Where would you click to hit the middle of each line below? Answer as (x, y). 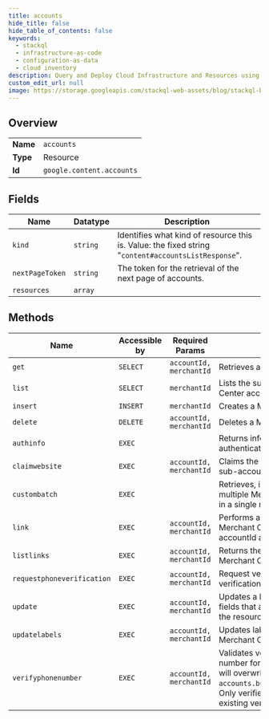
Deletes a (237, 422)
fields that (237, 607)
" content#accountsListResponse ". (180, 255)
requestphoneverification (62, 578)
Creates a (237, 406)
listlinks (31, 555)
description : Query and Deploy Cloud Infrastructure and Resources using (134, 75)
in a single (238, 504)
